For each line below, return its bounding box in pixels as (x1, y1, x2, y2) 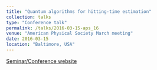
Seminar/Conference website (6, 57, 77, 65)
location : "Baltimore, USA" (6, 42, 76, 48)
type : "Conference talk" (6, 19, 67, 25)
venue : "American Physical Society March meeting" (6, 31, 133, 36)
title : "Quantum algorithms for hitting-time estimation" (6, 8, 152, 15)
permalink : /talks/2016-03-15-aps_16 (6, 25, 99, 31)
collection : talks (6, 14, 51, 20)
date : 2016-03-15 (6, 36, 49, 42)
